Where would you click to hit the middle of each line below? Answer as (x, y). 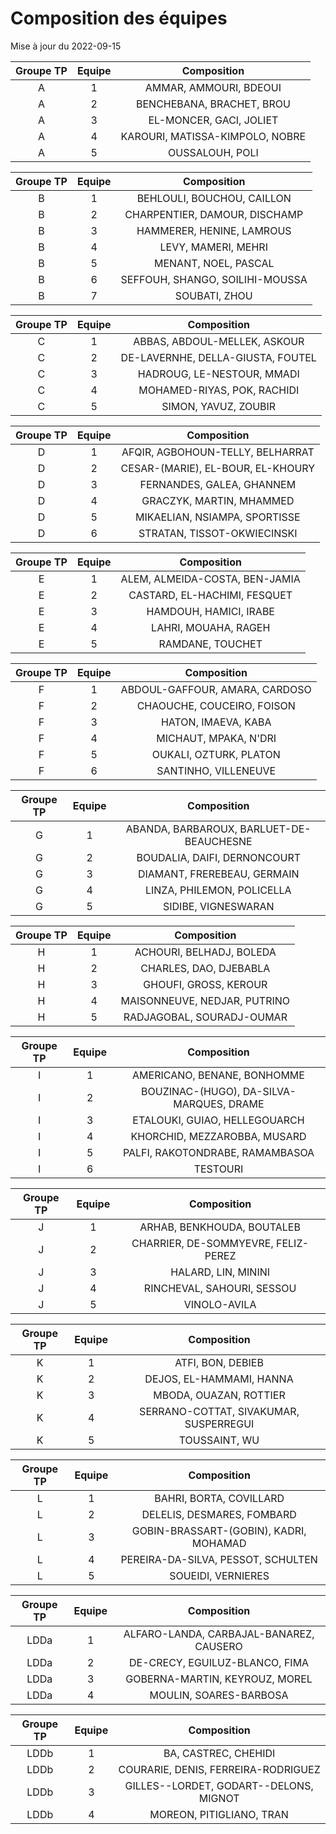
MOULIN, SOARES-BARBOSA (219, 1695)
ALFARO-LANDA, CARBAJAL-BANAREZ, (219, 1634)
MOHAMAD (219, 1543)
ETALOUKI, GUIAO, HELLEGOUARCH (218, 1120)
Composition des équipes (119, 18)
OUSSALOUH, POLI (213, 152)
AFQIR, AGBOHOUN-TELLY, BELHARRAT (218, 452)
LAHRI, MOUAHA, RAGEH (211, 627)
